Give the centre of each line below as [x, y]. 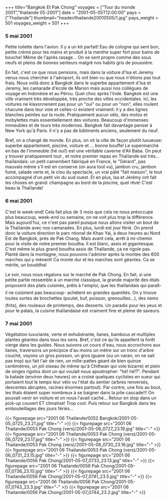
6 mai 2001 [19, 201]
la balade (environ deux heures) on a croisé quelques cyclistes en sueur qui [83, 376]
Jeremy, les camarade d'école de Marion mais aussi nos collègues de [77, 88]
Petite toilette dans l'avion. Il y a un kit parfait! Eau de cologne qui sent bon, [83, 47]
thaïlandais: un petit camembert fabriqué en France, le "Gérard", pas [76, 162]
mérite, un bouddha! [26, 265]
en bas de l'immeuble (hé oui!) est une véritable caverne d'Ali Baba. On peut [83, 151]
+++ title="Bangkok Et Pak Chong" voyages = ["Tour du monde [70, 7]
